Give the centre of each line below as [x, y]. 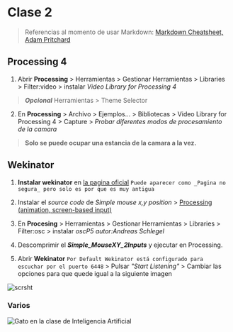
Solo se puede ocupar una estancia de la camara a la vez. [110, 143]
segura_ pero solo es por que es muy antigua [86, 189]
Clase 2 [30, 12]
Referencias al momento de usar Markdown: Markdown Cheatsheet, [124, 32]
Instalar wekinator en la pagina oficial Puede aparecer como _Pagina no [122, 182]
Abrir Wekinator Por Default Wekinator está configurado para [110, 258]
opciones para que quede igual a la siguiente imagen [95, 273]
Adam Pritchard [47, 39]
